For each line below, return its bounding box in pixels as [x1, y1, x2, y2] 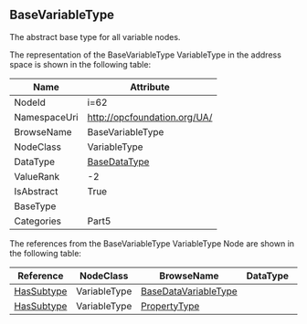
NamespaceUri [14, 110, 79, 123]
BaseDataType [87, 155, 150, 168]
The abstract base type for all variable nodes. [9, 31, 181, 42]
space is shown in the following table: [9, 58, 152, 69]
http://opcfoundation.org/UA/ [87, 110, 213, 123]
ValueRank [14, 170, 60, 183]
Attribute [130, 80, 171, 93]
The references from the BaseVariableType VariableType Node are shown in [9, 237, 295, 249]
